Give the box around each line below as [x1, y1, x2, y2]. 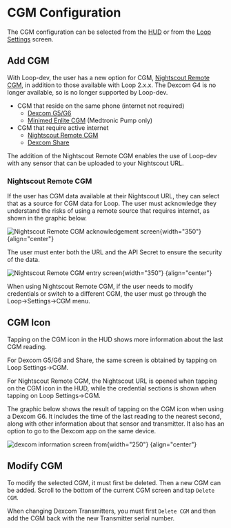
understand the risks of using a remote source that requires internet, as [7, 207, 210, 215]
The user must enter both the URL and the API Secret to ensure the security [7, 248, 223, 256]
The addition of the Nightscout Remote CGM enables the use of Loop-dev [7, 151, 217, 160]
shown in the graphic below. [7, 214, 88, 223]
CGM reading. [7, 342, 47, 350]
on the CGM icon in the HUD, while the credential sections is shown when [7, 384, 217, 392]
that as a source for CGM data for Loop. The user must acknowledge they [7, 199, 217, 208]
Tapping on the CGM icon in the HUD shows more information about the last [7, 335, 223, 343]
